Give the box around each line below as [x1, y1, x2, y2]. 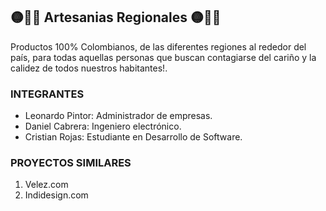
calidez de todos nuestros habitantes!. [10, 62, 168, 74]
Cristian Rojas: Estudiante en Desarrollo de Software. [24, 131, 243, 143]
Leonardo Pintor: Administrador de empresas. [24, 110, 213, 122]
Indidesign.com [24, 189, 89, 201]
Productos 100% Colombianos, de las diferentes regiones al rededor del [10, 40, 307, 53]
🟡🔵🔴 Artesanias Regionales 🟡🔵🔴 [10, 9, 222, 26]
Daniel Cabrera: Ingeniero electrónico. [24, 120, 182, 133]
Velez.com [24, 179, 69, 191]
